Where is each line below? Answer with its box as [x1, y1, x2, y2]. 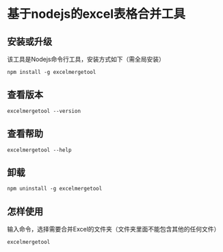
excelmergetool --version [7, 108, 81, 114]
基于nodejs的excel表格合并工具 [7, 6, 186, 22]
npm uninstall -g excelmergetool [7, 186, 103, 192]
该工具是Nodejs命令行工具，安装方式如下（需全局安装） [7, 55, 166, 63]
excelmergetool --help [7, 147, 72, 153]
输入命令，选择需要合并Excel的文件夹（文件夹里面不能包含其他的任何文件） [7, 225, 220, 234]
